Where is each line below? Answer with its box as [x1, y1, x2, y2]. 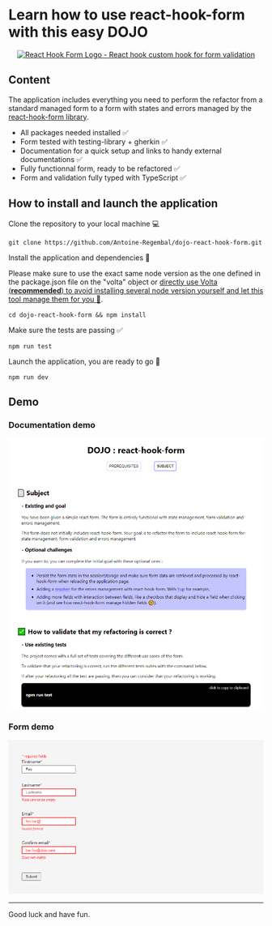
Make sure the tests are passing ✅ [8, 325, 123, 335]
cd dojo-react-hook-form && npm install [8, 310, 147, 319]
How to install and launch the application [8, 197, 219, 211]
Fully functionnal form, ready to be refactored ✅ [19, 164, 181, 173]
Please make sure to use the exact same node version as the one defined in [8, 268, 261, 278]
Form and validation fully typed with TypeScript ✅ [19, 173, 186, 182]
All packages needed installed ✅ [19, 127, 130, 137]
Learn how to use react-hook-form [8, 6, 245, 24]
